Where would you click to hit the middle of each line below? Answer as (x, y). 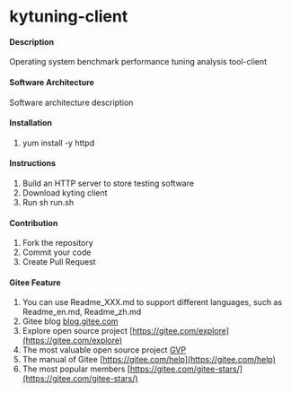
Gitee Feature (35, 282)
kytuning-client (69, 17)
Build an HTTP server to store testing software (108, 183)
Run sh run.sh (48, 202)
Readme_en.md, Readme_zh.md (82, 312)
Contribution (34, 223)
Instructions (33, 163)
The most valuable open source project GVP (104, 350)
